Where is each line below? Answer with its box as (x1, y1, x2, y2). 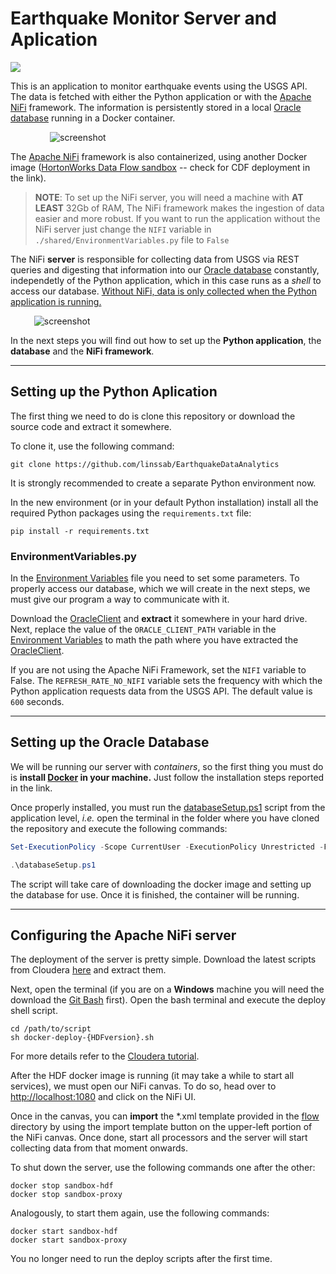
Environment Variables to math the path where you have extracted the (10, 634, 299, 646)
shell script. (10, 1005, 58, 1017)
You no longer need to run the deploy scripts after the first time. (10, 1253, 273, 1265)
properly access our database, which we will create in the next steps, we (10, 583, 311, 595)
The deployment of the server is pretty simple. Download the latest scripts (10, 953, 317, 966)
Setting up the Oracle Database (10, 734, 210, 751)
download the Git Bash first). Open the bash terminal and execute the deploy (10, 994, 327, 1006)
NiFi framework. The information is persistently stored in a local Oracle (10, 101, 302, 113)
